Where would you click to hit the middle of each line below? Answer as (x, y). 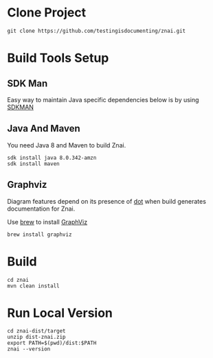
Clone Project (47, 13)
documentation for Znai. (41, 208)
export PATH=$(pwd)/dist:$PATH (52, 343)
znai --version (29, 349)
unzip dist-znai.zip (37, 337)
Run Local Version (60, 313)
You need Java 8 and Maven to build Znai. (67, 145)
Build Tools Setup (58, 58)
